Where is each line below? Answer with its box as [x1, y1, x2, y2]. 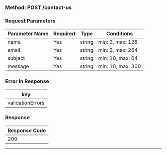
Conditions [106, 30, 133, 37]
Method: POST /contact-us [5, 4, 72, 11]
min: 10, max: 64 [98, 55, 138, 62]
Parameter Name [7, 30, 49, 37]
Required [53, 30, 76, 37]
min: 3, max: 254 [98, 47, 138, 54]
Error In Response [5, 78, 50, 85]
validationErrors [7, 99, 45, 106]
